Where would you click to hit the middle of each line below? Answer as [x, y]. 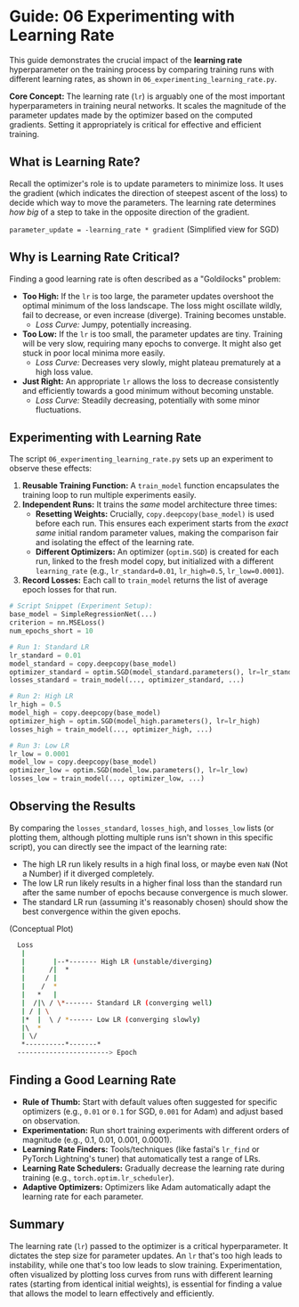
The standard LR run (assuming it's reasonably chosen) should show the [155, 902]
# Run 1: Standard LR [49, 647]
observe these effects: [50, 469]
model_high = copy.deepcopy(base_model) [85, 713]
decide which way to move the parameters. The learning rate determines [143, 202]
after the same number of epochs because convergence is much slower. [155, 892]
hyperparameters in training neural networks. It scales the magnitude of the [148, 105]
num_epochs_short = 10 [51, 631]
